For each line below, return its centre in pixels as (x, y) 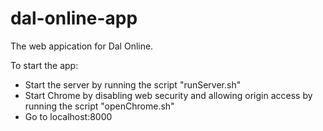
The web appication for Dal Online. (82, 46)
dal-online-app (74, 18)
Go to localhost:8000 (68, 116)
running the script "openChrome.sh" (99, 106)
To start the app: (44, 65)
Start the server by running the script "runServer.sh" (133, 84)
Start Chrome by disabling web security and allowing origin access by (168, 95)
